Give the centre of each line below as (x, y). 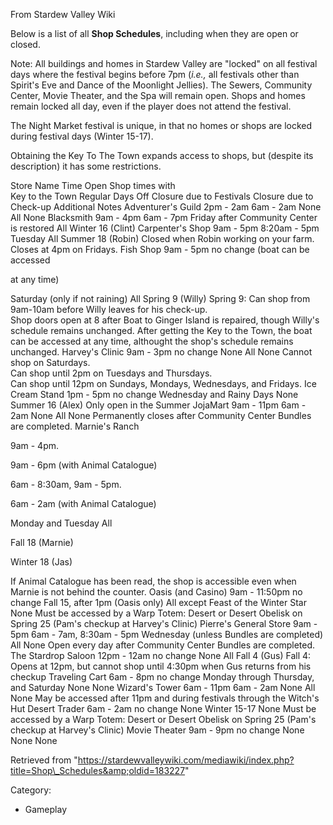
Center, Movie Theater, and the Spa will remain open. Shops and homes (158, 95)
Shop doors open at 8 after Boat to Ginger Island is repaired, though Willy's (165, 320)
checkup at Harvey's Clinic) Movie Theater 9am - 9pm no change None (157, 730)
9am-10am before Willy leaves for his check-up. (109, 309)
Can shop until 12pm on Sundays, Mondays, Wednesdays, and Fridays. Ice (163, 383)
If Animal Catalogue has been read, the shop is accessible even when (153, 581)
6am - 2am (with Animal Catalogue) (83, 503)
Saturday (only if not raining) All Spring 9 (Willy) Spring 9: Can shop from (160, 298)
